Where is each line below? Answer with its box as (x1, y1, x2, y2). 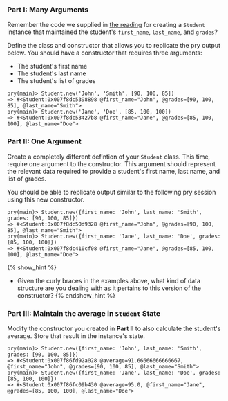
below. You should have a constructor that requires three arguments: (7, 48, 202, 57)
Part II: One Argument (7, 136, 82, 146)
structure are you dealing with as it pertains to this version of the (17, 284, 202, 292)
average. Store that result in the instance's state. (7, 331, 145, 340)
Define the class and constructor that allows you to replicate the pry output (7, 42, 221, 50)
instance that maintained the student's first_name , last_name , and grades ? (7, 28, 218, 36)
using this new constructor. (7, 195, 85, 204)
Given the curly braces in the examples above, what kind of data (17, 276, 201, 285)
